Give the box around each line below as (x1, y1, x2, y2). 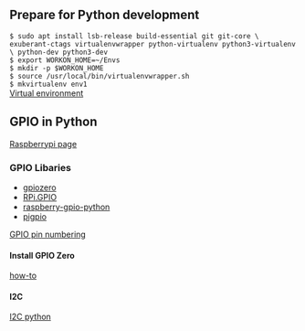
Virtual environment (9, 87, 84, 99)
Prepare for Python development (9, 7, 200, 23)
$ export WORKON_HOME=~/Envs (9, 55, 121, 65)
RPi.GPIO (22, 191, 58, 202)
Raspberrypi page (9, 138, 78, 149)
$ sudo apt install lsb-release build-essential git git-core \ (9, 31, 259, 40)
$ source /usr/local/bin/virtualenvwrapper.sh (9, 71, 190, 80)
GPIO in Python (9, 114, 98, 130)
